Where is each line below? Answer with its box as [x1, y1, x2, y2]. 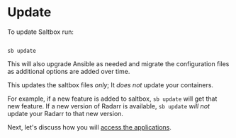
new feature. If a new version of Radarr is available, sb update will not [7, 101, 210, 110]
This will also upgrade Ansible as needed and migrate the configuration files [7, 59, 230, 68]
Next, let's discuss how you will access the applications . [7, 123, 172, 131]
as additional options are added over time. [7, 67, 130, 75]
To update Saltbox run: [7, 27, 74, 36]
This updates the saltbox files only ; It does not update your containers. [7, 80, 214, 89]
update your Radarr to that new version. [7, 109, 124, 118]
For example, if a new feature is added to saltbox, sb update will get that [7, 94, 218, 103]
